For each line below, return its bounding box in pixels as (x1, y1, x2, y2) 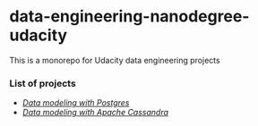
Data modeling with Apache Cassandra (21, 107, 168, 118)
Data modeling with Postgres (21, 97, 130, 108)
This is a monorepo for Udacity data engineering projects (9, 55, 221, 65)
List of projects (9, 77, 76, 89)
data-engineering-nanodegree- (9, 6, 250, 27)
